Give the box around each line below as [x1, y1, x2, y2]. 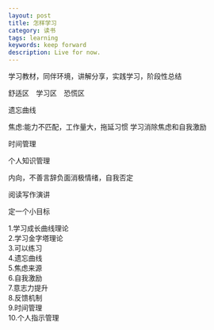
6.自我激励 [8, 274, 43, 282]
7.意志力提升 [8, 283, 49, 293]
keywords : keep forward [8, 41, 87, 49]
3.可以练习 [8, 243, 43, 253]
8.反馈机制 [8, 293, 43, 302]
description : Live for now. [8, 49, 101, 56]
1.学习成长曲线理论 [8, 223, 69, 233]
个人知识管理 [8, 156, 50, 165]
